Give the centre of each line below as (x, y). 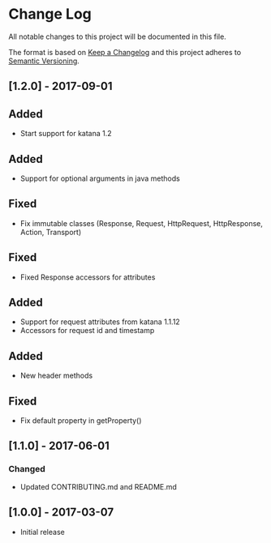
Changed (27, 469)
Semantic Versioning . (44, 61)
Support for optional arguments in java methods (100, 178)
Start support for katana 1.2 (66, 134)
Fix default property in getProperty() (81, 421)
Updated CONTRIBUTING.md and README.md (98, 486)
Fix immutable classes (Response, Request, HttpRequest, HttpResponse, (142, 223)
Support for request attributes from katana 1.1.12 (100, 322)
